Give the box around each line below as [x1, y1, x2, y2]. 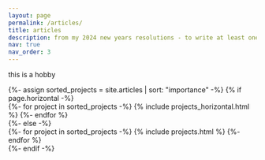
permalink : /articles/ [8, 19, 83, 27]
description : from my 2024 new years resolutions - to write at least [8, 33, 245, 42]
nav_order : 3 [8, 48, 51, 56]
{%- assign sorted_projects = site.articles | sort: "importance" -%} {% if [8, 85, 242, 95]
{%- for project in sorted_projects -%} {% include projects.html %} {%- [8, 127, 241, 136]
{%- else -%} [8, 119, 52, 128]
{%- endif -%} [8, 143, 55, 153]
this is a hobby [8, 70, 56, 79]
